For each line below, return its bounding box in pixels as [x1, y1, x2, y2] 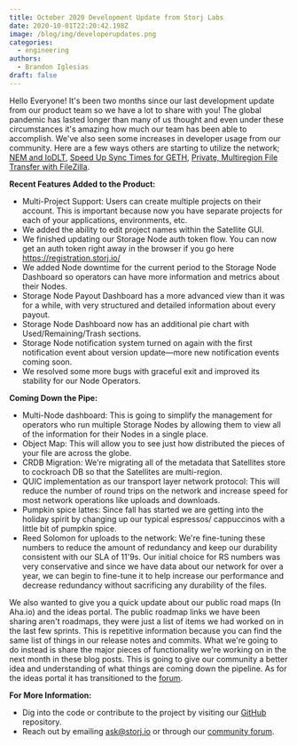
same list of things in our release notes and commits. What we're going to [9, 635, 278, 645]
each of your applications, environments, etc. [21, 214, 188, 225]
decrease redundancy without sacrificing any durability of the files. [21, 580, 268, 590]
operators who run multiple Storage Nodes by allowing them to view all [21, 419, 281, 429]
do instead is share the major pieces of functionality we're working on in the [9, 644, 287, 654]
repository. [21, 717, 62, 727]
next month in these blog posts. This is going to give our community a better [9, 653, 288, 664]
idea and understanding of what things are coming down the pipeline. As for [9, 663, 287, 674]
